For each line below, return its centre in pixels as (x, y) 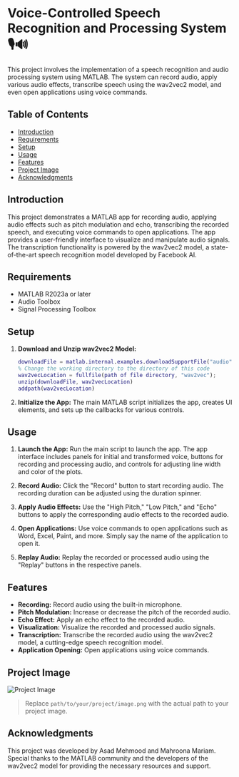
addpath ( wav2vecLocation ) (56, 388)
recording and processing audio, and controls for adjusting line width (119, 464)
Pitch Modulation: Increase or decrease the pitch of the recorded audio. (124, 612)
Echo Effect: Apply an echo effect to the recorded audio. (101, 620)
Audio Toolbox (39, 302)
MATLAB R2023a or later (54, 294)
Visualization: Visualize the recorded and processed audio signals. (117, 627)
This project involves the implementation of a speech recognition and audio (118, 69)
